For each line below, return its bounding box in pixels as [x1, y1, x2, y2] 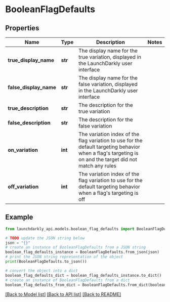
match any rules [78, 162, 117, 169]
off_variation [8, 183, 39, 190]
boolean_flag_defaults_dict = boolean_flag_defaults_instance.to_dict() [5, 273, 162, 278]
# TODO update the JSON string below [5, 235, 85, 241]
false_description [8, 119, 51, 126]
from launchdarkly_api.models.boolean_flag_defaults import [5, 226, 135, 231]
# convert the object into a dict [5, 268, 78, 273]
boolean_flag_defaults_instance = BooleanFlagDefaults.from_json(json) [5, 249, 159, 255]
